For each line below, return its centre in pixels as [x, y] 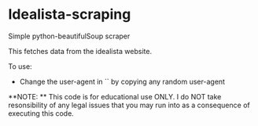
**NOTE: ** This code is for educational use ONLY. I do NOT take [115, 96]
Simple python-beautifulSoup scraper [69, 36]
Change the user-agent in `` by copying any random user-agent [122, 81]
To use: [20, 66]
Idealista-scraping [70, 14]
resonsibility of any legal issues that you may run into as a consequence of [129, 105]
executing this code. [41, 113]
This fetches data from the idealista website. [80, 51]
